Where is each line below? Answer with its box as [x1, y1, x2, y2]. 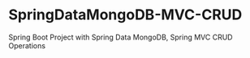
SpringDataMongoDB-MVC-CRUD [8, 6, 243, 24]
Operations [8, 40, 46, 50]
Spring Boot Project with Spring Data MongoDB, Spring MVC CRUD [8, 32, 233, 42]
